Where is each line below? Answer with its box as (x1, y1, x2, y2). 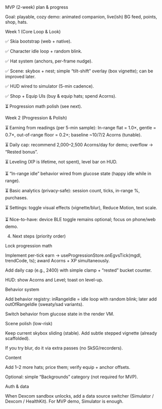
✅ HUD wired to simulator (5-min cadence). (5, 83, 94, 89)
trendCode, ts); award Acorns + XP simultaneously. (5, 258, 110, 263)
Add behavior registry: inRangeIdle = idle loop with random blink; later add (5, 296, 157, 302)
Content (5, 354, 22, 360)
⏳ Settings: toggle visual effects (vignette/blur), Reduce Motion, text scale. (5, 205, 158, 210)
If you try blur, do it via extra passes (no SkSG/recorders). (5, 345, 123, 351)
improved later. (5, 74, 36, 79)
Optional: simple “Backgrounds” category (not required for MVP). (5, 374, 138, 380)
